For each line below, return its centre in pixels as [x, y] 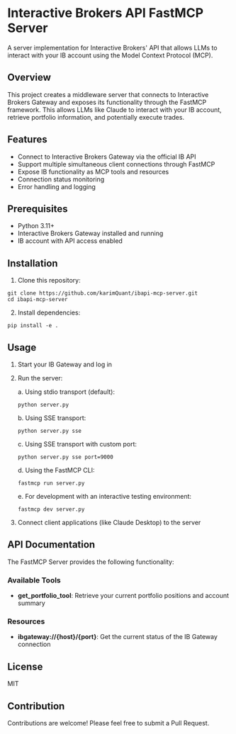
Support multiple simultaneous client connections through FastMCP [116, 164]
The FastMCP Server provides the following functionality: [91, 562]
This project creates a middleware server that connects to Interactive [108, 94]
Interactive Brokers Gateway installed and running [90, 233]
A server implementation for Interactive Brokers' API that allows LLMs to [112, 47]
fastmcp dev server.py [51, 509]
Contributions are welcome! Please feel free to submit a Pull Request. [108, 723]
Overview [29, 78]
